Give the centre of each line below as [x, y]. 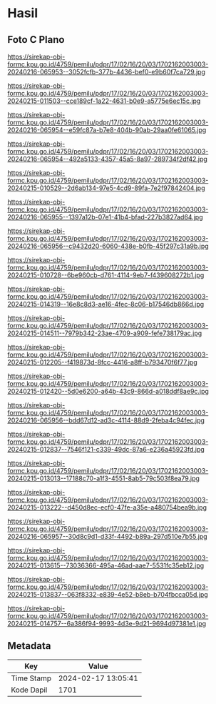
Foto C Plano [36, 40]
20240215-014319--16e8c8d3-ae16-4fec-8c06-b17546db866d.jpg [106, 304]
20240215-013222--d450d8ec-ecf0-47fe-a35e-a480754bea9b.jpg [107, 507]
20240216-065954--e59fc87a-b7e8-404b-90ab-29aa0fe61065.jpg [107, 130]
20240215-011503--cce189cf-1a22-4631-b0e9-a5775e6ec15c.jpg [104, 101]
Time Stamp [31, 678]
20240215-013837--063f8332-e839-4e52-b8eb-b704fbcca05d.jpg [108, 594]
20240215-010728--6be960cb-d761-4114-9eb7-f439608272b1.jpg [106, 275]
